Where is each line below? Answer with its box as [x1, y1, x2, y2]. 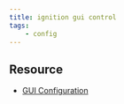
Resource [9, 62, 64, 77]
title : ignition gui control [9, 12, 117, 22]
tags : [9, 21, 29, 30]
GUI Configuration [21, 85, 89, 96]
